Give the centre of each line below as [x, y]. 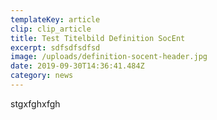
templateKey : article [55, 19]
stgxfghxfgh [35, 103]
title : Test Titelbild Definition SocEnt [98, 38]
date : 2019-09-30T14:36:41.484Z [77, 66]
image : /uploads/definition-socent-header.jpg [109, 57]
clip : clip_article [51, 29]
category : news [42, 76]
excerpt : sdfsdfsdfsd [55, 47]
